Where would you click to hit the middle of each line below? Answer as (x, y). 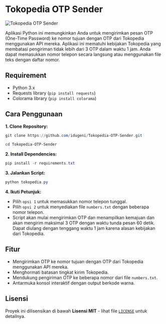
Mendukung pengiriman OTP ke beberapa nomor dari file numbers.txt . (85, 277)
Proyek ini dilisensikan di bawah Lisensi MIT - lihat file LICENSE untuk (76, 311)
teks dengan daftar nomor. (33, 59)
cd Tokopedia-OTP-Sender (31, 144)
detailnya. (15, 316)
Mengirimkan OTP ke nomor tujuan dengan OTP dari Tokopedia (78, 261)
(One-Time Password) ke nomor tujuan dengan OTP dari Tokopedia (75, 38)
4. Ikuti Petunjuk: (23, 192)
